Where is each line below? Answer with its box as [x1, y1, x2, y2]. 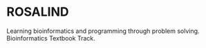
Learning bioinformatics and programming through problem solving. [6, 27, 200, 35]
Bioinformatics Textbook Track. [6, 34, 96, 42]
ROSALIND [6, 4, 70, 20]
